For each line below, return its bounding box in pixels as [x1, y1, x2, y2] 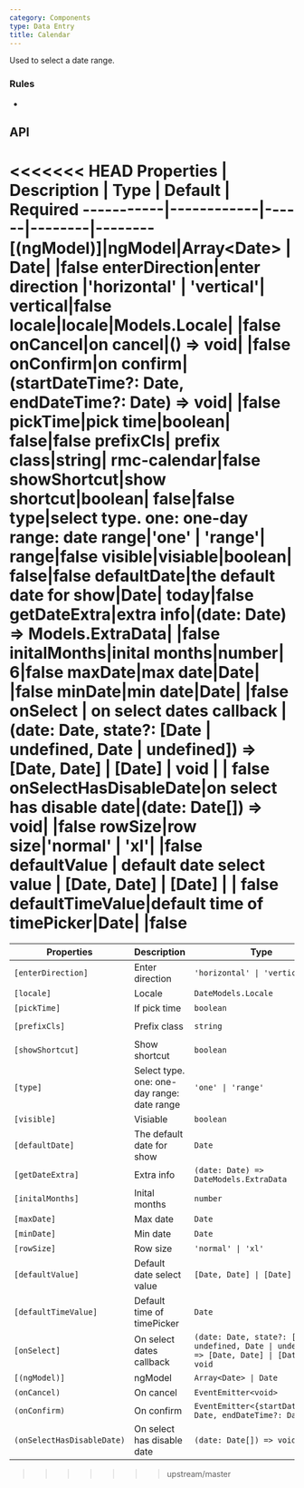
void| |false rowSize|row [9, 817, 197, 837]
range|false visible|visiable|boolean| [9, 546, 293, 567]
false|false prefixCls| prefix [9, 431, 221, 452]
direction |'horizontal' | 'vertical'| [9, 277, 265, 298]
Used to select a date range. [9, 55, 115, 66]
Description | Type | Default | [9, 181, 231, 201]
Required [9, 200, 80, 220]
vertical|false [9, 296, 112, 317]
